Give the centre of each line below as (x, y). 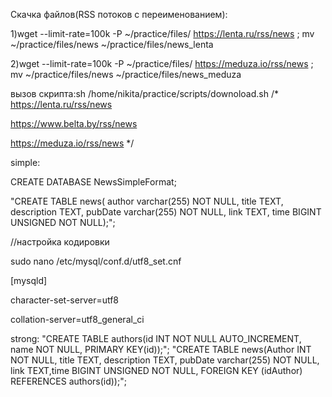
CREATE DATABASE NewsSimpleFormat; (93, 182)
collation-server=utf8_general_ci (77, 319)
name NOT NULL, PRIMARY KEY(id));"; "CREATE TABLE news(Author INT (161, 349)
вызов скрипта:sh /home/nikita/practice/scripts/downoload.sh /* (144, 93)
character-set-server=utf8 (65, 300)
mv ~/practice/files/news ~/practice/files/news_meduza (126, 74)
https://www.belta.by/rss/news (74, 123)
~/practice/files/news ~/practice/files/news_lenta (112, 44)
